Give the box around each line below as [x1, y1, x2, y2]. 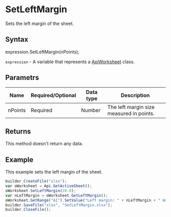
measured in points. [107, 110, 155, 117]
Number [81, 106, 101, 114]
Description [121, 92, 150, 99]
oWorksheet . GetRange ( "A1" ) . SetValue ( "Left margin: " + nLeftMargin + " [5, 198, 160, 203]
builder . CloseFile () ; [5, 207, 51, 212]
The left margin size [107, 103, 155, 111]
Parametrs [5, 73, 39, 82]
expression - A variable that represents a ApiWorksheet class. [5, 59, 135, 65]
